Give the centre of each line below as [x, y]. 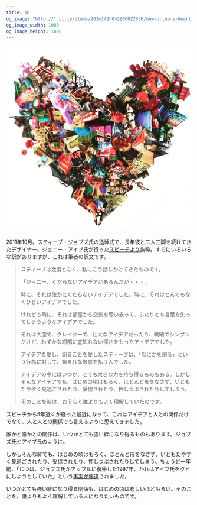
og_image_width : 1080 [33, 25]
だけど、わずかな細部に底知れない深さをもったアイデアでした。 [98, 342]
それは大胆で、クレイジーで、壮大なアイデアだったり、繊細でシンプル [105, 335]
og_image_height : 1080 [34, 31]
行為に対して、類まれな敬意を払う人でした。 [80, 362]
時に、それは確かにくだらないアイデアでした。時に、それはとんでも [103, 294]
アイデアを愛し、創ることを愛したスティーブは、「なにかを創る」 [99, 354]
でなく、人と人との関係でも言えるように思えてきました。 [76, 422]
